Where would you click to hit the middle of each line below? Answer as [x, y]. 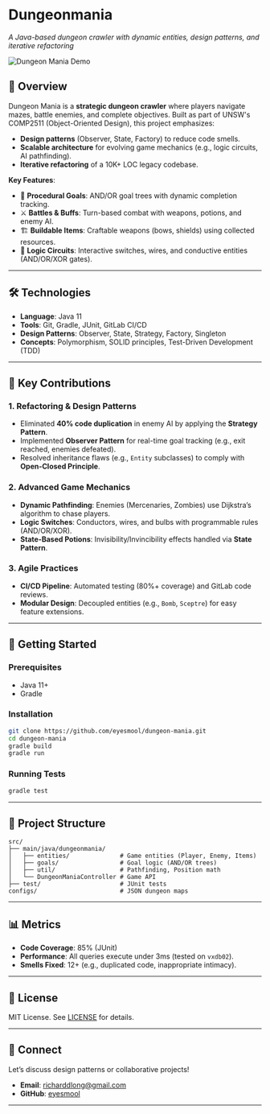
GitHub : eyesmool [50, 1093]
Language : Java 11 [51, 316]
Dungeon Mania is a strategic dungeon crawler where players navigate [127, 105]
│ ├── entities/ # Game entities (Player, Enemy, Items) [133, 856]
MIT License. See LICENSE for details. [71, 1017]
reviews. [34, 594]
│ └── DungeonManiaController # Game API [82, 877]
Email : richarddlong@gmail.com [73, 1085]
